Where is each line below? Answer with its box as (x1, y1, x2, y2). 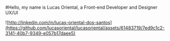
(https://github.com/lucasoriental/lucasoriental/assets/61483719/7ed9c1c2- (5, 25, 165, 31)
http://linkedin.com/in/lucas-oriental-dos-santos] (8, 20, 112, 25)
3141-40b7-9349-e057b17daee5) (5, 30, 75, 36)
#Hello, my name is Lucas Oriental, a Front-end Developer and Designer (5, 5, 158, 10)
